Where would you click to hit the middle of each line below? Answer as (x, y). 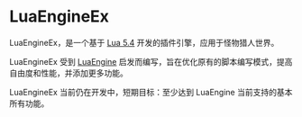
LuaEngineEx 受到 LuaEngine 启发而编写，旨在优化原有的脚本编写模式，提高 (151, 61)
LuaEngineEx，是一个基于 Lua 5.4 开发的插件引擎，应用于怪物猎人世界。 (144, 42)
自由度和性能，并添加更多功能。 (69, 73)
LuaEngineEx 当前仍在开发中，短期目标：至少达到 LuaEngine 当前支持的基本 (151, 92)
